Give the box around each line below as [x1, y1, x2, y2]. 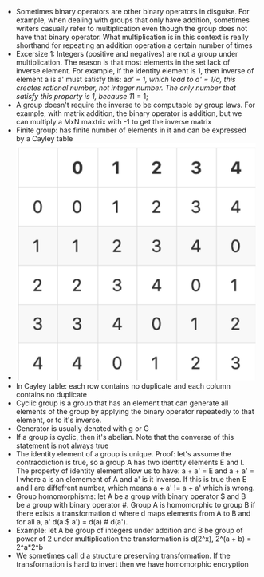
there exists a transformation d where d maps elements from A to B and [15, 508, 251, 518]
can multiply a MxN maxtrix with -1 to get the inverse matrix [15, 117, 212, 126]
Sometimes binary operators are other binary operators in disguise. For [15, 7, 250, 16]
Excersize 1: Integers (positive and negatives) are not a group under [15, 49, 238, 58]
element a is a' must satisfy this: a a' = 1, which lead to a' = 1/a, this [15, 75, 236, 84]
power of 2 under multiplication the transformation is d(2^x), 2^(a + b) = [15, 534, 252, 543]
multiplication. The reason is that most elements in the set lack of [15, 57, 231, 67]
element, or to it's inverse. [15, 415, 102, 425]
